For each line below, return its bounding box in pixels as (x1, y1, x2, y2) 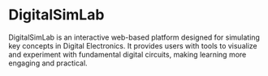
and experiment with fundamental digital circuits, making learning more (8, 49, 247, 59)
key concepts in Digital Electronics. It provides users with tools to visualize (8, 40, 257, 50)
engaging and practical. (8, 58, 88, 68)
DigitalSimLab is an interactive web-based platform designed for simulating (8, 32, 260, 42)
